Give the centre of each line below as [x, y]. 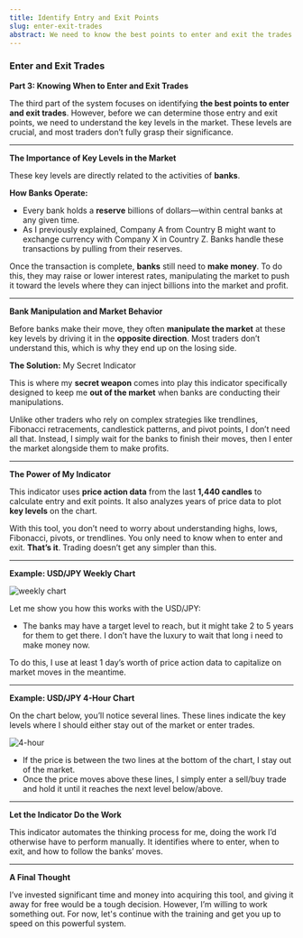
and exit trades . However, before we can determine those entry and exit [143, 113]
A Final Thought [40, 877]
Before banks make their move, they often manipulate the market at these [147, 328]
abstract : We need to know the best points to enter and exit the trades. [153, 34]
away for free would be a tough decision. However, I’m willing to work [138, 904]
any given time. [50, 220]
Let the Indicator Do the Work [65, 814]
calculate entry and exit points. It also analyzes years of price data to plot [145, 501]
